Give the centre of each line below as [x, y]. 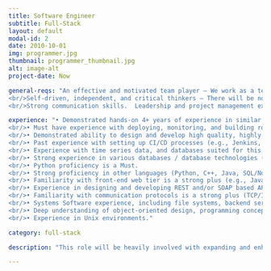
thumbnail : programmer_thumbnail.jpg [72, 61]
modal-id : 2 [28, 38]
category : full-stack [45, 233]
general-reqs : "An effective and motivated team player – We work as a [131, 91]
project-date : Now [39, 76]
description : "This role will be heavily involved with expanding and [129, 248]
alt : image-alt [34, 69]
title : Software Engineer [52, 16]
